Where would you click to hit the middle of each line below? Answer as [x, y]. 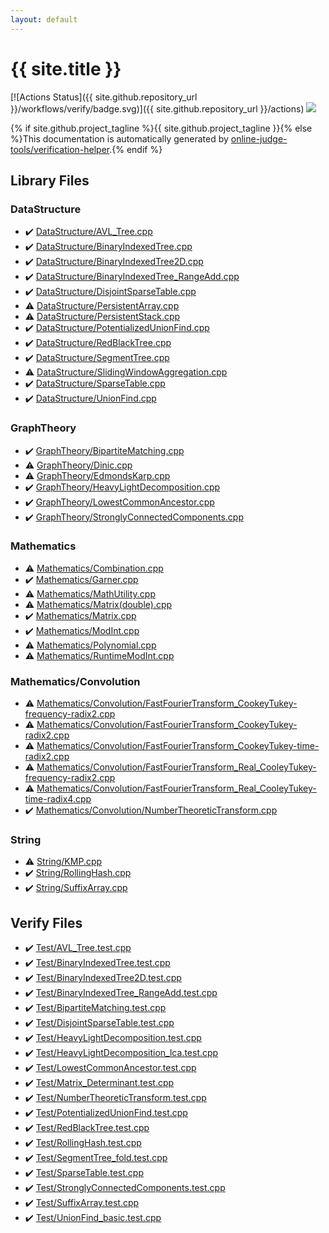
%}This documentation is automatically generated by [119, 138]
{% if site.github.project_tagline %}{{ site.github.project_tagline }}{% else [161, 128]
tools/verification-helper [60, 149]
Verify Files [46, 922]
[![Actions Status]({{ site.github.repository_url [104, 97]
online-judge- [259, 138]
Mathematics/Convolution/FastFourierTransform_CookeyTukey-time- [178, 746]
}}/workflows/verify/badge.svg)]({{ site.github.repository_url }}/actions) [157, 108]
